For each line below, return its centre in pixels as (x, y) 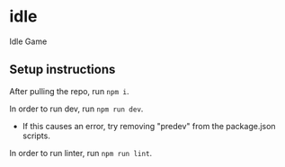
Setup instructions (62, 70)
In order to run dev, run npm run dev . (76, 109)
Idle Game (28, 41)
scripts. (36, 136)
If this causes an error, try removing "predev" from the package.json (149, 126)
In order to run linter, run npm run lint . (81, 153)
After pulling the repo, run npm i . (69, 91)
